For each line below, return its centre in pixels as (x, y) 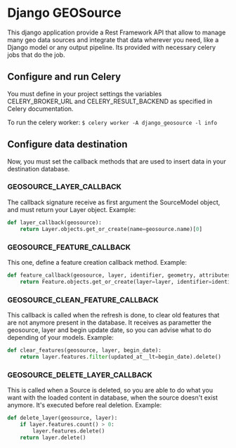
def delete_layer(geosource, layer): (63, 418)
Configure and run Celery (64, 77)
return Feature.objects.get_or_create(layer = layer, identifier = (116, 282)
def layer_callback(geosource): (54, 223)
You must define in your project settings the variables (85, 93)
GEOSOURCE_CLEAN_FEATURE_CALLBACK (83, 300)
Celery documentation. (40, 108)
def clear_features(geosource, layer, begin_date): (84, 350)
